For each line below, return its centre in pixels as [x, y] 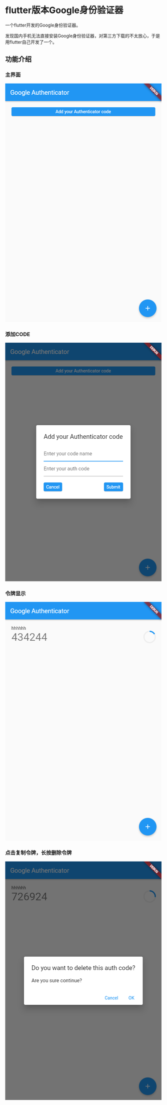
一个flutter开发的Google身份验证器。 [43, 25]
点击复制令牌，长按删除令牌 [38, 853]
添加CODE [18, 334]
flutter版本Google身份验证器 [64, 10]
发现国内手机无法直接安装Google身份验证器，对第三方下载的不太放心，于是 [83, 36]
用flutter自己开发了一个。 [31, 42]
